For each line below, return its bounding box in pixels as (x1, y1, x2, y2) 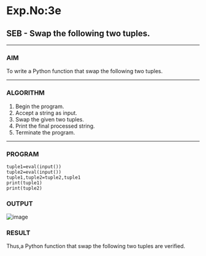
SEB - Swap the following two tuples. (6, 28, 150, 39)
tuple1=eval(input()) (6, 163, 62, 169)
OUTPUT (6, 199, 33, 208)
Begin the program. (15, 103, 64, 110)
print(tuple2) (6, 185, 43, 191)
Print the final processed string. (15, 122, 95, 130)
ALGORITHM (6, 88, 45, 97)
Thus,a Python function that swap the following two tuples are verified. (6, 242, 186, 250)
